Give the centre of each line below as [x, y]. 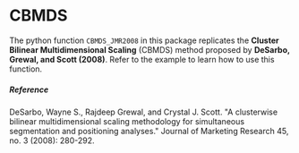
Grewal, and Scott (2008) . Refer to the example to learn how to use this [142, 59]
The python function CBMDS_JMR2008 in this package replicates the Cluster [144, 40]
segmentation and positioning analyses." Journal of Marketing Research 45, [149, 131]
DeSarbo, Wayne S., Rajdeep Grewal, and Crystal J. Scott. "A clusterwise [144, 112]
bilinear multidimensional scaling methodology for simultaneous [127, 121]
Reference [29, 89]
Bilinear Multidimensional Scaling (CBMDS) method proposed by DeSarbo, [149, 49]
